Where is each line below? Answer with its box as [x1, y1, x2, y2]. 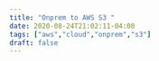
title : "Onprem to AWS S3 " [9, 13, 116, 22]
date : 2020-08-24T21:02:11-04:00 [9, 22, 136, 30]
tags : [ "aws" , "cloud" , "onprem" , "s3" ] [9, 30, 152, 39]
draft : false [9, 38, 59, 48]
